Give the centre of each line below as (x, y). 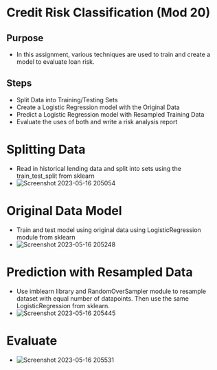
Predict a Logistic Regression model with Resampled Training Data (110, 114)
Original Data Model (64, 210)
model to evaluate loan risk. (55, 62)
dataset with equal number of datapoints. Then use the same (103, 298)
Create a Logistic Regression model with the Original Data (98, 107)
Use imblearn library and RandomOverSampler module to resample (111, 291)
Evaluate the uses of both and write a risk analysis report (97, 122)
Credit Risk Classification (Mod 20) (108, 13)
